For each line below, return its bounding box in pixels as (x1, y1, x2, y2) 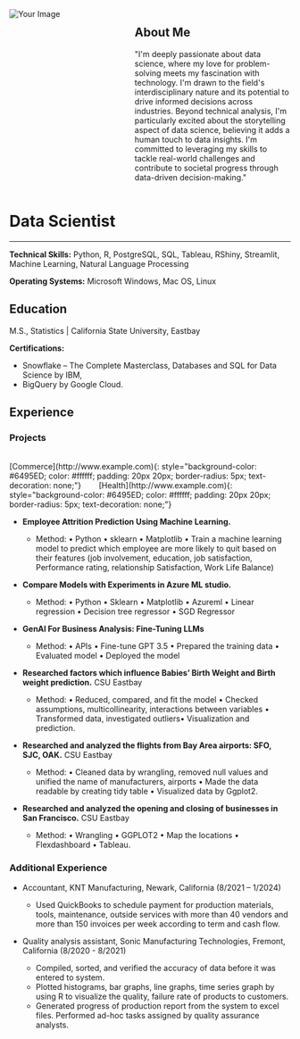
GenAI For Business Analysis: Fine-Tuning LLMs (21, 624, 204, 635)
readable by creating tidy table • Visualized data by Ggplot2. (35, 785, 259, 797)
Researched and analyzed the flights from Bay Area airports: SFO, (21, 740, 272, 751)
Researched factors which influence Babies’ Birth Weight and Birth (21, 668, 276, 678)
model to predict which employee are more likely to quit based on (35, 544, 277, 554)
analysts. (35, 1019, 70, 1030)
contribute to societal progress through (134, 162, 279, 173)
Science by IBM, (21, 370, 83, 380)
